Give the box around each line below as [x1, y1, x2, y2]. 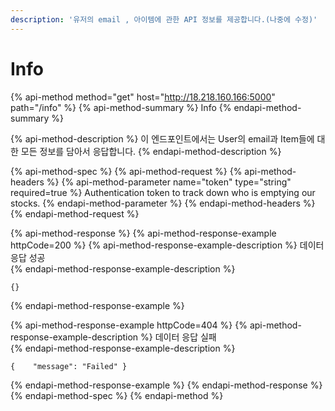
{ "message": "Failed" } [10, 361, 128, 371]
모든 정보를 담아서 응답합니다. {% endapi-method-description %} [20, 145, 282, 157]
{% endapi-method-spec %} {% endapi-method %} [10, 389, 224, 401]
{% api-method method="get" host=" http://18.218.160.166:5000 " [10, 91, 276, 103]
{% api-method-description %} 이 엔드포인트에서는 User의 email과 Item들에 [10, 132, 315, 145]
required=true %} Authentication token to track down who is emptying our [10, 186, 316, 198]
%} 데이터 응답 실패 [140, 331, 217, 343]
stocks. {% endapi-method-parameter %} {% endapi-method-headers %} [10, 197, 316, 209]
